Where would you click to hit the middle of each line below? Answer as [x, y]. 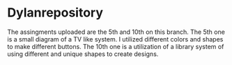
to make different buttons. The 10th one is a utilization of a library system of [116, 46]
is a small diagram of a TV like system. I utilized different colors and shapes [115, 39]
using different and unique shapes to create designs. [83, 54]
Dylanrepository [55, 13]
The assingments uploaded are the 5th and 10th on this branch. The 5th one [116, 32]
